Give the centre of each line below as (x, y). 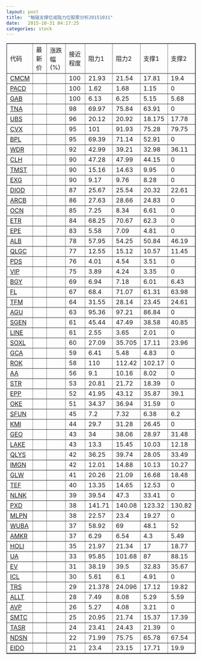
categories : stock (29, 29)
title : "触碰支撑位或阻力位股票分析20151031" (60, 17)
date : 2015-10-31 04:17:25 (43, 23)
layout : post (23, 12)
